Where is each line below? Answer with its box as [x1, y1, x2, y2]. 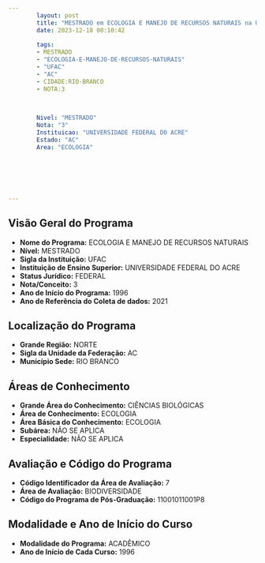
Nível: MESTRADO [19, 246, 80, 255]
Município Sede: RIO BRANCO [19, 357, 120, 366]
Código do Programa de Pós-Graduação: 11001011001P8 [19, 495, 205, 504]
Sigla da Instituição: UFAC [19, 254, 106, 264]
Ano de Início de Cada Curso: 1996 [19, 546, 136, 557]
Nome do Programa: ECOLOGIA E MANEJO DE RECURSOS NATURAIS [19, 238, 248, 247]
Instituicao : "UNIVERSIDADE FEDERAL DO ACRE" [36, 129, 189, 137]
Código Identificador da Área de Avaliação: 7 [19, 479, 170, 487]
